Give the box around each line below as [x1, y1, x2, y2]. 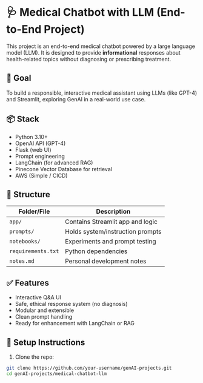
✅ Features [6, 277, 50, 288]
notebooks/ [9, 238, 41, 245]
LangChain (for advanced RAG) [15, 159, 93, 166]
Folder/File [18, 208, 50, 216]
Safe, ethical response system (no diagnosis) [15, 300, 128, 308]
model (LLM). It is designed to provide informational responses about [6, 49, 181, 56]
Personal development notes [64, 257, 147, 265]
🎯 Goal [6, 73, 32, 83]
